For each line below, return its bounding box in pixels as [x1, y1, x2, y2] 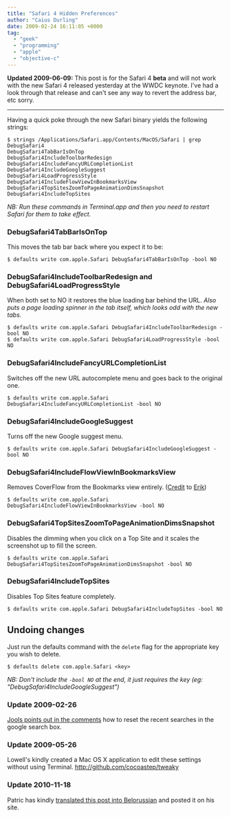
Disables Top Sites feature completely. [7, 592, 116, 600]
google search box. [7, 723, 62, 731]
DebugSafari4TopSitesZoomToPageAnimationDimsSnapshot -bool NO [7, 561, 192, 568]
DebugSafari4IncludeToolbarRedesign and [7, 271, 153, 281]
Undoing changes [7, 624, 85, 636]
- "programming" [13, 42, 60, 49]
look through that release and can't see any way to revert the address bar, [7, 88, 217, 96]
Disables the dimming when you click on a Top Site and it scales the [7, 534, 199, 542]
